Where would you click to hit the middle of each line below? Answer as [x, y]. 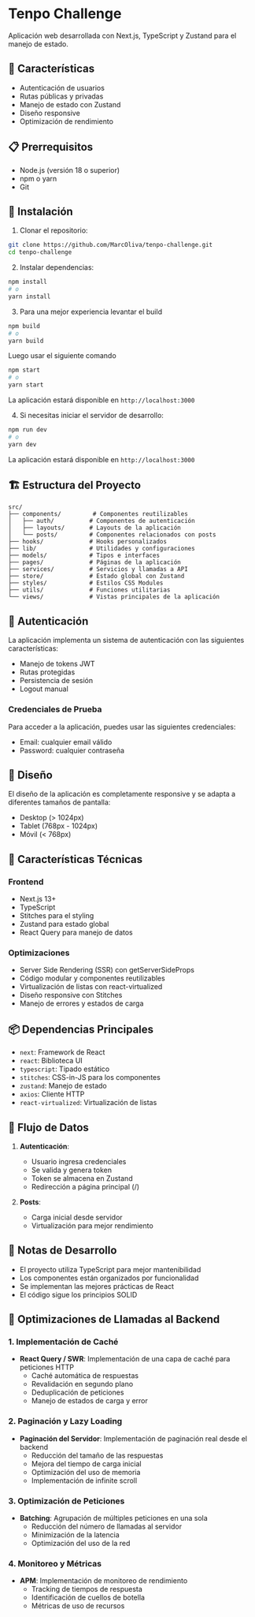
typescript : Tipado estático [65, 1069]
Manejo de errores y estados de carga [81, 1003]
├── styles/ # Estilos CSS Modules [86, 583]
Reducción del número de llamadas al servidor [107, 1526]
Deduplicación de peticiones [78, 1392]
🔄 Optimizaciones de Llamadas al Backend [114, 1319]
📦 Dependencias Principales [81, 1029]
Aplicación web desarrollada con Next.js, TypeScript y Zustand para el [122, 35]
